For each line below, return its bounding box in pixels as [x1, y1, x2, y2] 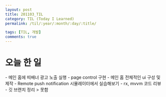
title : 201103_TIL [5, 12, 43, 17]
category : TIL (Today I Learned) [5, 16, 75, 21]
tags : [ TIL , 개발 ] [5, 30, 41, 35]
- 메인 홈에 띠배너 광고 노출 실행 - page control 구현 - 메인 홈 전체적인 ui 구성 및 [5, 74, 161, 80]
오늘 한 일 [5, 57, 42, 68]
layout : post [5, 7, 32, 12]
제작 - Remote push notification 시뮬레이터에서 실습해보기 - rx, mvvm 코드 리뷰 [5, 80, 162, 86]
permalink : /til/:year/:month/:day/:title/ [5, 21, 97, 26]
